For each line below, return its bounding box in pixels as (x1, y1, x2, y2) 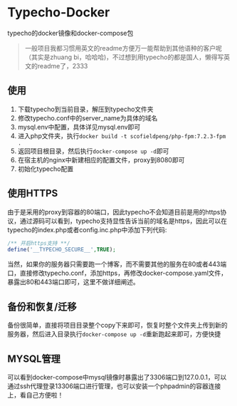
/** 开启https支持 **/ (7, 239, 70, 246)
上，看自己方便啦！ (7, 390, 64, 399)
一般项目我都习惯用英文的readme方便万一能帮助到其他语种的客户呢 (24, 43, 222, 52)
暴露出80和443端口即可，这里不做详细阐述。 (7, 278, 140, 286)
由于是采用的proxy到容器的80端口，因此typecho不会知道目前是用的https (7, 207, 221, 216)
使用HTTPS (7, 187, 58, 199)
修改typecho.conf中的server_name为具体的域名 (17, 113, 158, 122)
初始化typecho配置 (17, 165, 73, 173)
